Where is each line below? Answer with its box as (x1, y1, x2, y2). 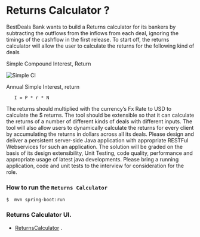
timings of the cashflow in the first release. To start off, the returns (6, 36, 170, 43)
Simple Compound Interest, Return (6, 60, 91, 67)
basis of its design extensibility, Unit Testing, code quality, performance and (6, 149, 193, 157)
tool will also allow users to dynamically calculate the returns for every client (6, 124, 194, 131)
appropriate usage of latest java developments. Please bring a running (6, 155, 179, 163)
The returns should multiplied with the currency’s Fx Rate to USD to (6, 105, 172, 112)
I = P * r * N (14, 95, 50, 101)
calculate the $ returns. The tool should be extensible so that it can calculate (6, 111, 195, 118)
